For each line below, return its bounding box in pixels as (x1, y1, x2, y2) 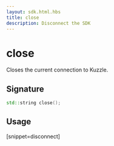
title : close (6, 15, 39, 21)
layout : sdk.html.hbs (6, 8, 61, 15)
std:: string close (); (6, 100, 61, 106)
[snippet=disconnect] (6, 133, 61, 140)
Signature (6, 84, 44, 94)
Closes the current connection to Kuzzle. (6, 66, 109, 73)
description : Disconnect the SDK (6, 20, 91, 26)
